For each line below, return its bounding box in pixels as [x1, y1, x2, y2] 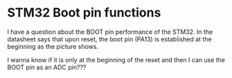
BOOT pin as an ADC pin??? [7, 63, 87, 71]
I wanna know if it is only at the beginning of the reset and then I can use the [7, 55, 225, 64]
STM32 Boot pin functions [7, 5, 161, 21]
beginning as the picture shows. [7, 42, 99, 50]
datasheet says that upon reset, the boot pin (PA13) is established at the [7, 35, 213, 43]
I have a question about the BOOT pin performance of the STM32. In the [7, 28, 213, 36]
